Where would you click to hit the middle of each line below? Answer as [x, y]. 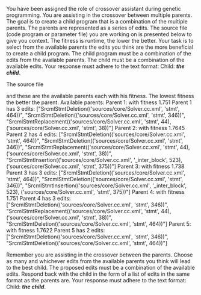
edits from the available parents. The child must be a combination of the [95, 60]
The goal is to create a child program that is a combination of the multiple [97, 21]
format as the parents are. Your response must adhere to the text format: [96, 280]
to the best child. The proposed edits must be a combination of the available [101, 268]
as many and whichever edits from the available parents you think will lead [98, 261]
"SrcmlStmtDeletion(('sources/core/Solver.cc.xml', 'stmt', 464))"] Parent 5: [99, 224]
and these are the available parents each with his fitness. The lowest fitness [100, 96]
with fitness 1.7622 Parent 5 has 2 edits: [56, 230]
